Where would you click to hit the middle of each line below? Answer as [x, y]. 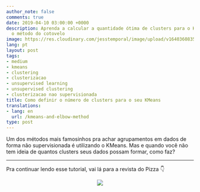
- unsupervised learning [37, 84]
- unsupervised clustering [40, 89]
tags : [13, 56]
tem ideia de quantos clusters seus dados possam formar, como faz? [91, 152]
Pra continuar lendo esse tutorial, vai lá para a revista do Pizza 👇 [85, 169]
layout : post [22, 51]
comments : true [25, 17]
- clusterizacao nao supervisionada [51, 95]
